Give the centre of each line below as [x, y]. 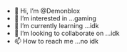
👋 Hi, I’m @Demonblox [47, 11]
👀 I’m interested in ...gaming [55, 18]
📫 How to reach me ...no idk [56, 41]
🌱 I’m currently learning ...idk [56, 26]
